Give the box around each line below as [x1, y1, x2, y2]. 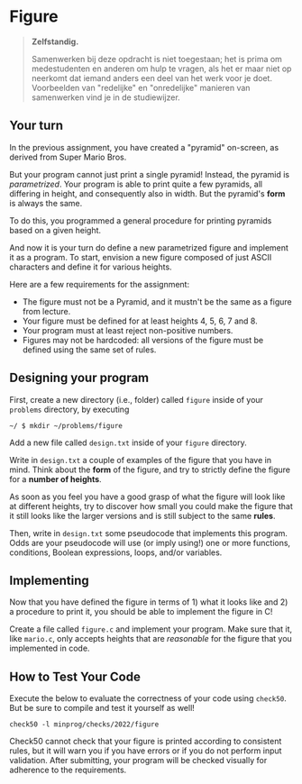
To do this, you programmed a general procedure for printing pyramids [9, 214, 272, 226]
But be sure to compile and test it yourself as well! [9, 703, 196, 714]
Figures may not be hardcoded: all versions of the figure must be [22, 334, 264, 345]
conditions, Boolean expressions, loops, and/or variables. [9, 547, 223, 558]
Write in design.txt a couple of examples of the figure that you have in [9, 454, 272, 465]
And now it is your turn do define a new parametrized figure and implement [9, 242, 288, 253]
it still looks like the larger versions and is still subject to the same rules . [9, 510, 276, 521]
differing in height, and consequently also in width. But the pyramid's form [9, 187, 286, 199]
